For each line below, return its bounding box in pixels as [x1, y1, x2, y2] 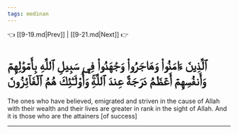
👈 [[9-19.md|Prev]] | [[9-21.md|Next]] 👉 [7, 30, 129, 39]
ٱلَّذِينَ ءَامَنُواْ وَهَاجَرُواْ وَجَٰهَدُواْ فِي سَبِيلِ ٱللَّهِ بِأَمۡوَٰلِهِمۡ [7, 57, 208, 73]
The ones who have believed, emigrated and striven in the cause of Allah [7, 97, 220, 105]
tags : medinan [7, 10, 50, 18]
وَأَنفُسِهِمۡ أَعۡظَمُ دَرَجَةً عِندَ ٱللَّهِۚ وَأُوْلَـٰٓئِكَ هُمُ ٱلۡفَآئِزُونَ [7, 73, 205, 89]
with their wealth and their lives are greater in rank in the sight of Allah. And [7, 104, 227, 113]
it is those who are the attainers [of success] [7, 111, 137, 120]
